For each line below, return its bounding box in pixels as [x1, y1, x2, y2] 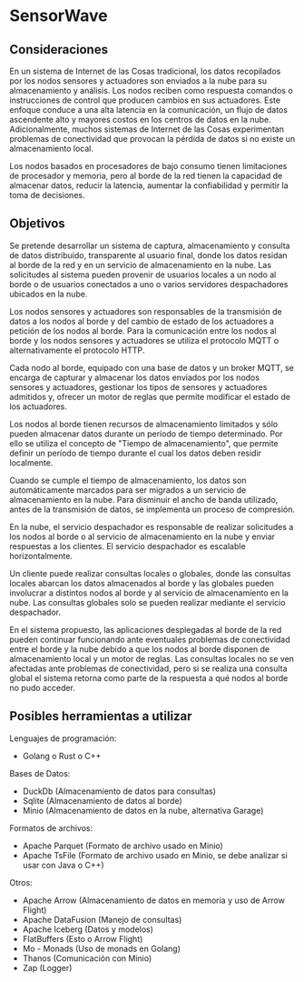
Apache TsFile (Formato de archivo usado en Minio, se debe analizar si [22, 849, 288, 860]
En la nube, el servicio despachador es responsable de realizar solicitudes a [9, 521, 294, 532]
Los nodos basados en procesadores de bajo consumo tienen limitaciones [9, 161, 288, 171]
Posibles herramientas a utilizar [9, 708, 192, 724]
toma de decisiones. [9, 190, 85, 200]
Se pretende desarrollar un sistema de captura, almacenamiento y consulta [9, 240, 290, 251]
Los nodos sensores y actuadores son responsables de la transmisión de [9, 306, 283, 316]
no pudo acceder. [9, 682, 75, 693]
